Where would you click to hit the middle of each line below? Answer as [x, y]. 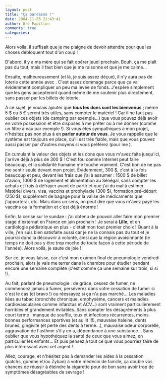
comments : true [21, 28]
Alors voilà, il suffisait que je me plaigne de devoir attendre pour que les [78, 47]
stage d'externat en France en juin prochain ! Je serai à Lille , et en [73, 222]
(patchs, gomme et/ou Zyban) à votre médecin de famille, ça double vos [79, 361]
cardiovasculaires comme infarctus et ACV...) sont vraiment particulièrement [83, 304]
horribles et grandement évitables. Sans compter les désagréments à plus [81, 309]
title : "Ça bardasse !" [30, 14]
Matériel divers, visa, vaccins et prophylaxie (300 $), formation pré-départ [81, 191]
